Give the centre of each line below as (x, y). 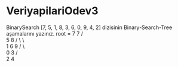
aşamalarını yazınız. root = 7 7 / (45, 33)
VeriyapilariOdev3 (52, 11)
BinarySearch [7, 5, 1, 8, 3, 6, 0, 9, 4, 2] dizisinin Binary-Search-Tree (89, 27)
